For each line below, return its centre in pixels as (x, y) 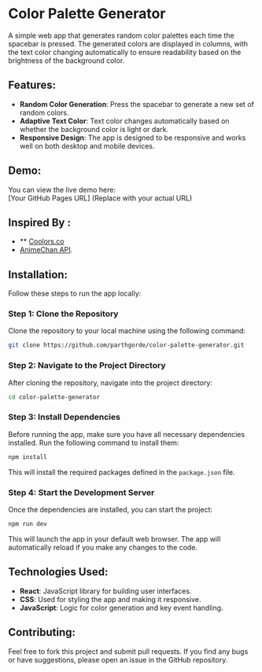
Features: (32, 85)
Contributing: (42, 632)
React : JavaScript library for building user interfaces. (105, 591)
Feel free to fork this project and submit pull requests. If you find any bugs (128, 651)
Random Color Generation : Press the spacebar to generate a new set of (137, 104)
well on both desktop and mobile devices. (87, 145)
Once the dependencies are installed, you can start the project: (111, 509)
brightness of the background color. (66, 61)
